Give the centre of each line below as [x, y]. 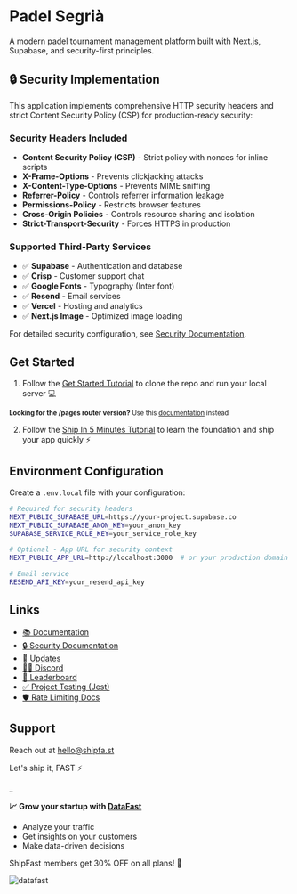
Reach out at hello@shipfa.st [62, 750]
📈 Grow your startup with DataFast [76, 806]
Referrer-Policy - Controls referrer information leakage [123, 195]
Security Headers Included [68, 138]
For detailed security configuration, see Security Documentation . [128, 334]
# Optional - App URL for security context [91, 549]
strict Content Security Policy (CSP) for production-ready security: [131, 115]
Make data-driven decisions [73, 845]
